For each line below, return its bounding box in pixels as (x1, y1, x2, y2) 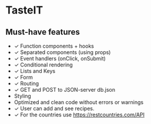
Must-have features (5, 27, 80, 37)
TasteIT (5, 4, 43, 17)
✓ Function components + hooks (14, 42, 95, 49)
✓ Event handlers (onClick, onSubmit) (14, 55, 106, 62)
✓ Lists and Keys (14, 68, 56, 74)
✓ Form (14, 74, 33, 81)
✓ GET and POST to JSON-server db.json (14, 86, 116, 93)
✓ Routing (14, 80, 39, 87)
